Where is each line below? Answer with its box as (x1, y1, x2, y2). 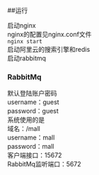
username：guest (7, 98, 59, 106)
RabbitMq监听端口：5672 (7, 160, 81, 169)
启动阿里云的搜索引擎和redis (7, 45, 91, 53)
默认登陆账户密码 (7, 89, 57, 98)
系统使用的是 (7, 115, 45, 124)
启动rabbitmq (7, 54, 47, 62)
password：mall (7, 142, 54, 151)
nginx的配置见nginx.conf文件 (7, 30, 92, 38)
